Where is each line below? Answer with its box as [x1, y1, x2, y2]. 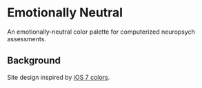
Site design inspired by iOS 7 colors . [7, 73, 110, 81]
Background [7, 55, 61, 67]
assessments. [7, 34, 47, 43]
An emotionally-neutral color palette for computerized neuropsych [7, 27, 195, 36]
